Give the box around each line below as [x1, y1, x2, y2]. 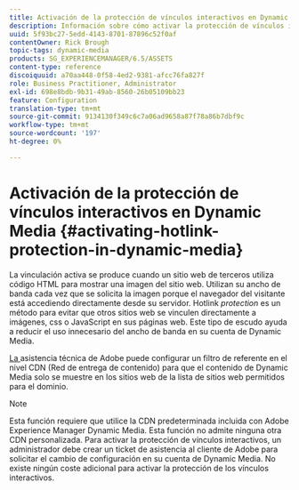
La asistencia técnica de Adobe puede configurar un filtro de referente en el [9, 352, 287, 363]
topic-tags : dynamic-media [9, 46, 109, 55]
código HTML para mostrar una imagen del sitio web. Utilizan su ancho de [9, 278, 281, 289]
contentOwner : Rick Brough [9, 37, 109, 47]
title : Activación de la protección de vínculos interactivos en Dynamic [9, 12, 289, 22]
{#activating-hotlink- [59, 221, 220, 241]
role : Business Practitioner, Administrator [9, 79, 177, 88]
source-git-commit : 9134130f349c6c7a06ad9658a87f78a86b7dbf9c [9, 112, 245, 121]
